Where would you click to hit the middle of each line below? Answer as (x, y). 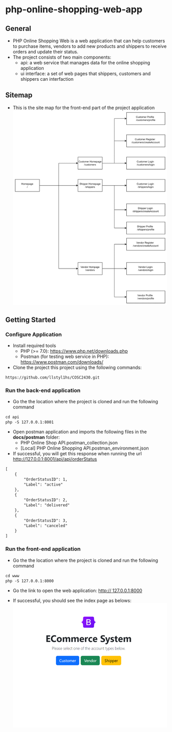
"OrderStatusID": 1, (46, 479)
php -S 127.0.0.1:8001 (30, 422)
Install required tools (34, 345)
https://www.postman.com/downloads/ (62, 362)
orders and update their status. (45, 52)
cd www (12, 576)
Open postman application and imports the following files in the (80, 432)
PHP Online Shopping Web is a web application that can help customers (89, 41)
